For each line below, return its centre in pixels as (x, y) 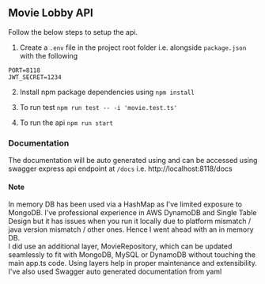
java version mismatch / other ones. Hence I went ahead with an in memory (131, 229)
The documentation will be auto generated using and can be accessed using (133, 161)
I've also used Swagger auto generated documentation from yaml (115, 271)
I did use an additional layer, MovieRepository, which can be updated (120, 246)
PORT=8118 (25, 70)
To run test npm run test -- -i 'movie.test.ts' (98, 107)
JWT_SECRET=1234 (35, 77)
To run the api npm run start (66, 123)
